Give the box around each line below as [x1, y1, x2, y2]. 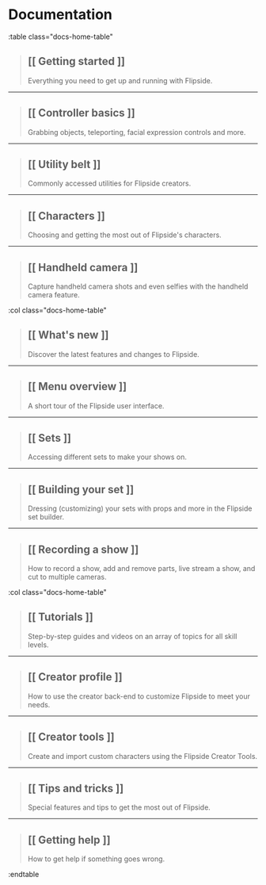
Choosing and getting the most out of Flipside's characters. [27, 230, 222, 239]
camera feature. [27, 290, 81, 299]
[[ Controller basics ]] [27, 106, 136, 120]
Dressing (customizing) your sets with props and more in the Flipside [27, 504, 253, 513]
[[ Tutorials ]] [27, 611, 93, 624]
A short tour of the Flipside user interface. [27, 400, 165, 410]
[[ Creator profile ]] [27, 670, 123, 684]
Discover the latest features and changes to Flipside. [27, 349, 199, 358]
